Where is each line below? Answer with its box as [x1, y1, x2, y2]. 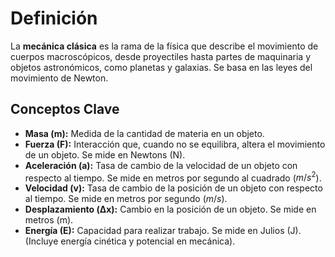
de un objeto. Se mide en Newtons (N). [24, 148, 186, 161]
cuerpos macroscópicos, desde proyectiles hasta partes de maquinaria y [10, 50, 312, 62]
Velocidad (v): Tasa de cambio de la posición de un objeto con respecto [24, 182, 323, 194]
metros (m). [24, 214, 74, 226]
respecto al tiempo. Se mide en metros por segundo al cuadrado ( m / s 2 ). [24, 170, 322, 184]
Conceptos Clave [10, 101, 120, 118]
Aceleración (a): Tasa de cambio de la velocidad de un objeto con [24, 159, 298, 171]
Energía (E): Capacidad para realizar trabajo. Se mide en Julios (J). [24, 225, 302, 237]
